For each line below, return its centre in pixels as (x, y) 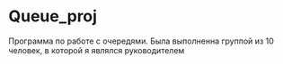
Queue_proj (53, 16)
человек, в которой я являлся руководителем (97, 50)
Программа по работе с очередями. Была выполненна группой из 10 (141, 41)
